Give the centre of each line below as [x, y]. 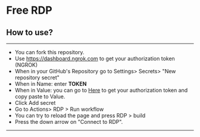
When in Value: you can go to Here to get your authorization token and [101, 90]
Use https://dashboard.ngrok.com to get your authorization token [95, 58]
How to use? [30, 32]
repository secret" [37, 77]
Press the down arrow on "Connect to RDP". [69, 122]
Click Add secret [35, 103]
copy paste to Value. [40, 96]
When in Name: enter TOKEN [51, 84]
